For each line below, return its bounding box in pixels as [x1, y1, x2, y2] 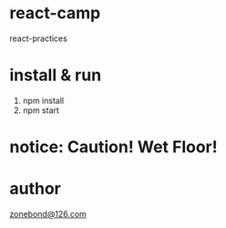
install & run [9, 65, 102, 86]
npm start [22, 104, 59, 116]
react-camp [9, 3, 101, 24]
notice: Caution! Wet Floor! [9, 137, 218, 158]
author [9, 179, 62, 199]
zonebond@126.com [9, 209, 87, 219]
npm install [22, 95, 65, 106]
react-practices [9, 33, 68, 44]
